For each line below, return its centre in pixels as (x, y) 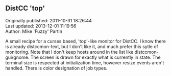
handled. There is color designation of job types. (56, 68)
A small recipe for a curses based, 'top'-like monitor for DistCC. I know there (86, 41)
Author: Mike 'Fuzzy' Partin (34, 31)
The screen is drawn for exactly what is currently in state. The (95, 57)
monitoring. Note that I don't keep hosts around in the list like (69, 52)
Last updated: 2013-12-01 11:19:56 (41, 26)
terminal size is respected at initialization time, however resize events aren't (85, 62)
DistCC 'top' (25, 8)
